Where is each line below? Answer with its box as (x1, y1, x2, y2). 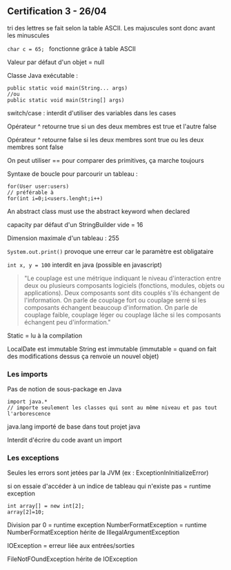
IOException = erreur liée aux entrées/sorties (7, 542, 135, 550)
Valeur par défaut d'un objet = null (7, 58, 105, 66)
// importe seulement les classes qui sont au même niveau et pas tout (7, 404, 217, 411)
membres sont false (7, 143, 64, 151)
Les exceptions (7, 453, 60, 463)
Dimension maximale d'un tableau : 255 (7, 234, 119, 242)
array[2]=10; (7, 509, 45, 516)
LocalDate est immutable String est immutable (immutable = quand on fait (7, 344, 217, 353)
